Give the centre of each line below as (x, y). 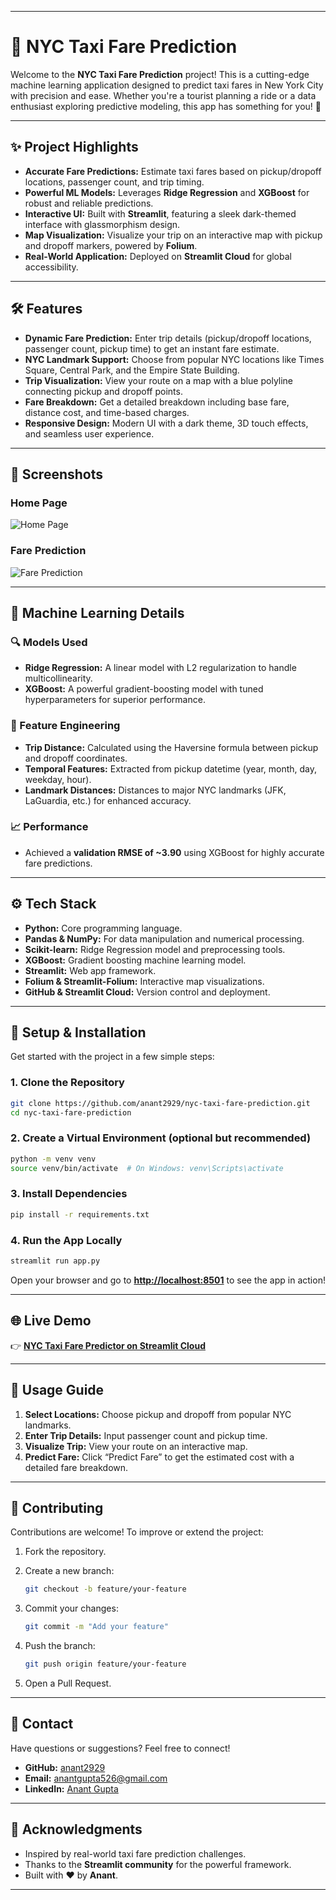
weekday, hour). (58, 779)
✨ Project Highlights (74, 147)
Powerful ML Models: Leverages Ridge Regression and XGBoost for (167, 192)
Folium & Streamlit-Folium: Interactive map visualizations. (144, 981)
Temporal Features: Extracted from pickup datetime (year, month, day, (171, 768)
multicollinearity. (58, 678)
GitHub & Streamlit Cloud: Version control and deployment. (147, 992)
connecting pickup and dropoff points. (103, 391)
